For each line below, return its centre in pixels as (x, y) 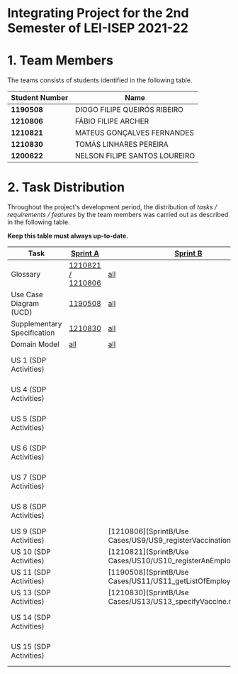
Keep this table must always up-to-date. (68, 236)
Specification (33, 333)
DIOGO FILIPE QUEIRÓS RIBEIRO (129, 110)
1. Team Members (60, 61)
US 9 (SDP (29, 531)
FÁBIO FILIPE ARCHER (112, 121)
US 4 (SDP (29, 390)
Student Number (40, 98)
